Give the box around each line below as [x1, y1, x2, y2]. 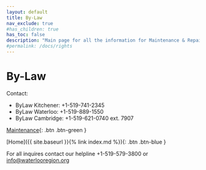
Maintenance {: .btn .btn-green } [6, 126, 87, 133]
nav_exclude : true [6, 20, 53, 26]
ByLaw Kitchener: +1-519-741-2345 [15, 102, 105, 109]
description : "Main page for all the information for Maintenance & [6, 37, 185, 43]
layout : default [6, 9, 48, 15]
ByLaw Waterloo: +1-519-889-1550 [15, 108, 104, 115]
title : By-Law [6, 15, 43, 21]
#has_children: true [6, 26, 59, 32]
